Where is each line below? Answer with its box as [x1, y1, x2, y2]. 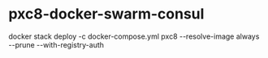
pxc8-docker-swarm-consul [8, 5, 205, 23]
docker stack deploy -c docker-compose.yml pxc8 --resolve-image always [8, 31, 260, 41]
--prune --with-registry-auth [8, 39, 104, 49]
